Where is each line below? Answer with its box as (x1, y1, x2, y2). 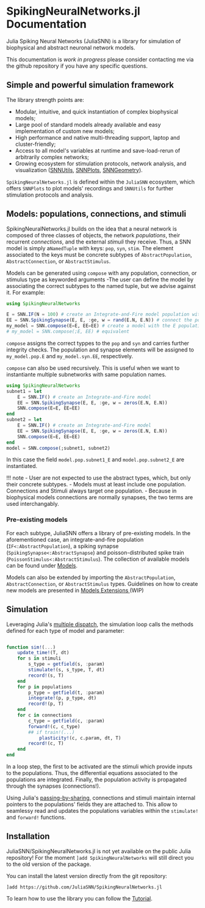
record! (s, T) (28, 672, 64, 679)
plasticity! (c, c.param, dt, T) (38, 735, 121, 741)
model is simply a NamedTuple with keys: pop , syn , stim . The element (6, 244, 174, 251)
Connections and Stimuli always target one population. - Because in (6, 487, 177, 495)
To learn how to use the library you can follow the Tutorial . (6, 895, 153, 902)
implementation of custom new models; (15, 127, 115, 135)
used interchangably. (6, 500, 59, 508)
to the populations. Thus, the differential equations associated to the (6, 769, 178, 777)
